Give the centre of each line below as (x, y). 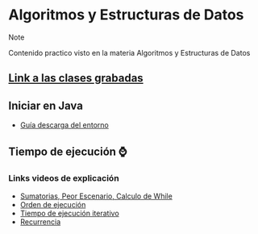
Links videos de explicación (64, 178)
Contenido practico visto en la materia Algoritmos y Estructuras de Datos (129, 52)
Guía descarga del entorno (64, 125)
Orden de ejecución (53, 204)
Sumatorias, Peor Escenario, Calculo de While (96, 196)
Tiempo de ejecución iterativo (69, 213)
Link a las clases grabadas (76, 78)
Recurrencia (40, 221)
